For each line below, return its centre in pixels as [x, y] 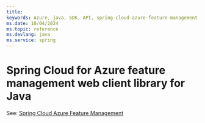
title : [15, 12]
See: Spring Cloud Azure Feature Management [65, 113]
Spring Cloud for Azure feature [86, 70]
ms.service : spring [31, 40]
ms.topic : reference [33, 29]
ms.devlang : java [28, 35]
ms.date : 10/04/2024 [33, 23]
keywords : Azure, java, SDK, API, [50, 18]
